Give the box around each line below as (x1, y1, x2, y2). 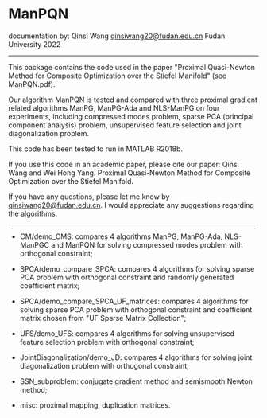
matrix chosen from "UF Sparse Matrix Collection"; (19, 313, 187, 322)
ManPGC (19, 240, 50, 249)
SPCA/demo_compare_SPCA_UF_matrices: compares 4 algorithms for (19, 296, 249, 306)
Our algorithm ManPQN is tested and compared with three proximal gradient (8, 95, 258, 104)
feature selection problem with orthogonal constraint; (19, 337, 195, 346)
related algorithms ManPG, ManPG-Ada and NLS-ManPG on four (8, 103, 220, 112)
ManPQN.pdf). (8, 79, 56, 88)
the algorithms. (8, 209, 58, 218)
